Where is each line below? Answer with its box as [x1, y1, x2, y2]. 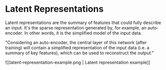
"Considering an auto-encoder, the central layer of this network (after [5, 39, 147, 45]
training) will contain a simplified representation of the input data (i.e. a [5, 45, 150, 50]
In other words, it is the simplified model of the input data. [24, 30, 142, 36]
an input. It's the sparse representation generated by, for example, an [5, 24, 147, 30]
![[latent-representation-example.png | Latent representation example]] [5, 59, 151, 65]
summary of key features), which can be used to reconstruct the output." [5, 50, 154, 56]
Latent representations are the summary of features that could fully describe [5, 20, 162, 25]
